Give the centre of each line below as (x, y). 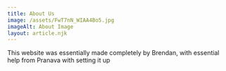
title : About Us (31, 14)
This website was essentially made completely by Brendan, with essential (113, 53)
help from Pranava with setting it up (59, 61)
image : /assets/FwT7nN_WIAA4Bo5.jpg (61, 20)
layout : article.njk (38, 33)
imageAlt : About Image (40, 26)
